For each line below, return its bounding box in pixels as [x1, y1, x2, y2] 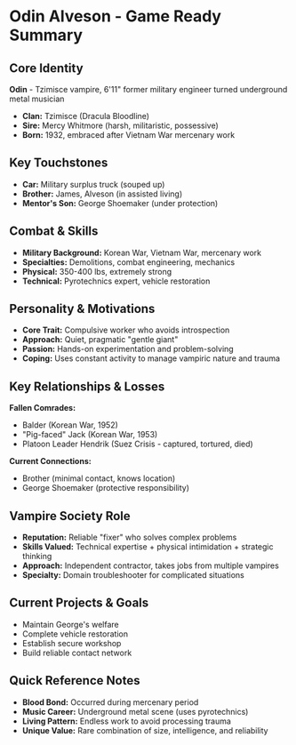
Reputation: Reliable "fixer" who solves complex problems [21, 532, 237, 543]
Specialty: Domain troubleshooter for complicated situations [21, 570, 244, 581]
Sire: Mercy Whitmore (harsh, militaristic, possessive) [21, 120, 220, 131]
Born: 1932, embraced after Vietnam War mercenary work [21, 130, 236, 140]
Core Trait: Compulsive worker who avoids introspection [21, 324, 230, 335]
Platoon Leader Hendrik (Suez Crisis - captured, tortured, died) [21, 438, 253, 450]
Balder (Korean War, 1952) [21, 420, 118, 430]
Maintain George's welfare [21, 619, 119, 629]
